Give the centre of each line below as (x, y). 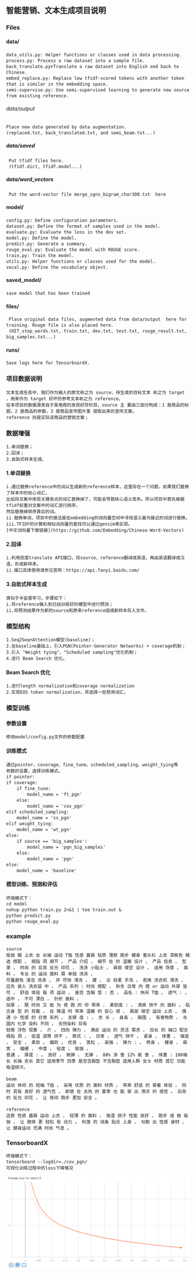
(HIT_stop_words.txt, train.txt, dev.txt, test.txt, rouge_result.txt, (98, 331)
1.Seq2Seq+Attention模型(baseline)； (51, 640)
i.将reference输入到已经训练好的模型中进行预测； (60, 604)
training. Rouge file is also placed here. (60, 325)
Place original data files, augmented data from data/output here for (98, 319)
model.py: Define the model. (42, 238)
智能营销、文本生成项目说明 (56, 11)
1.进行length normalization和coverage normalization (70, 686)
